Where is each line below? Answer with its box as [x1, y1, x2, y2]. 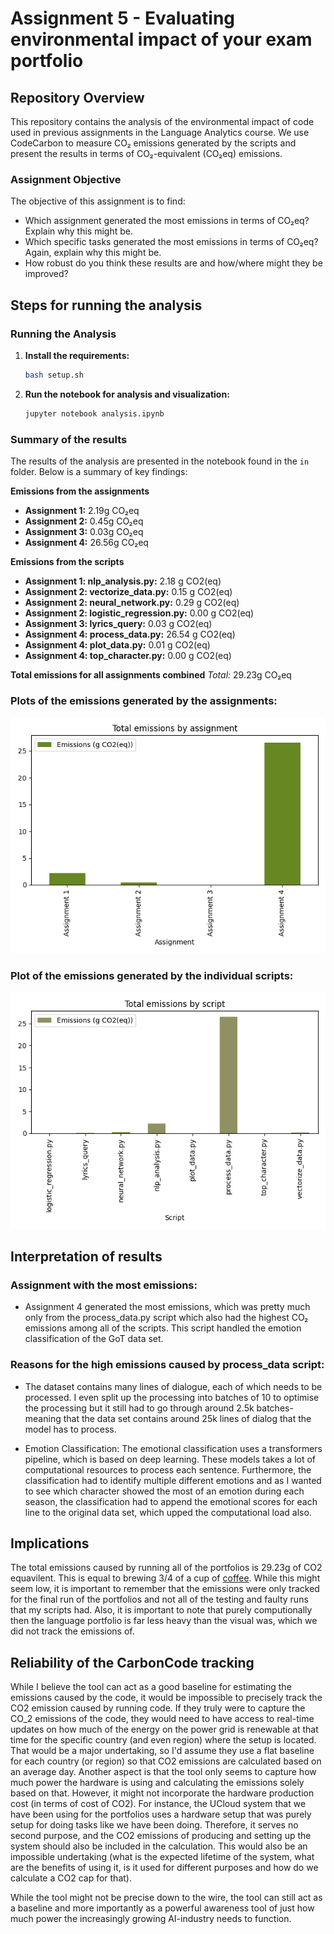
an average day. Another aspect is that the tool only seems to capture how [10, 1766, 317, 1778]
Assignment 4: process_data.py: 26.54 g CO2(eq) [24, 628, 236, 641]
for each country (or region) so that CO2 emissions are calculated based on [10, 1755, 322, 1767]
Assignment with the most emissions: [10, 1278, 198, 1292]
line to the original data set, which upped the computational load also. [24, 1506, 312, 1518]
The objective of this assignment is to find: [10, 195, 186, 207]
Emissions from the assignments [10, 485, 150, 497]
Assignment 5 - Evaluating [10, 7, 236, 30]
